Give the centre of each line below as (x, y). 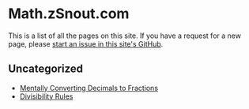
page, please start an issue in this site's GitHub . (86, 43)
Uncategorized (46, 69)
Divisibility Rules (46, 96)
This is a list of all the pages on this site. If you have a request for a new (124, 36)
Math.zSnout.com (69, 14)
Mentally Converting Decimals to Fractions (89, 88)
